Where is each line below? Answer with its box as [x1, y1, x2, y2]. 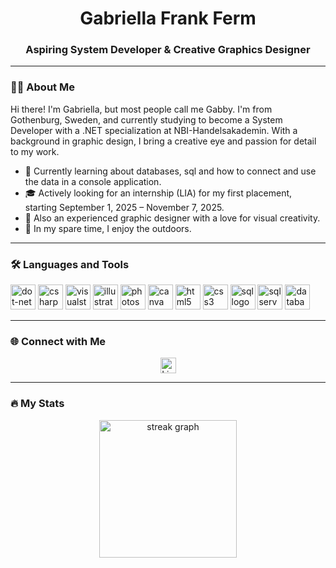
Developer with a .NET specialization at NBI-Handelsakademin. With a [10, 124, 298, 136]
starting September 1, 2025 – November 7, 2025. [24, 201, 225, 213]
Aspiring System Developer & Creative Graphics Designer [25, 43, 311, 57]
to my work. [10, 145, 60, 157]
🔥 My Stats [10, 397, 65, 411]
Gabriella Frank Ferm [79, 7, 257, 30]
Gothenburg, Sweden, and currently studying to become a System [10, 113, 283, 126]
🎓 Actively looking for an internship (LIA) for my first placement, [24, 187, 293, 199]
